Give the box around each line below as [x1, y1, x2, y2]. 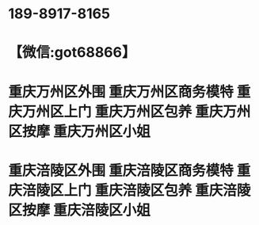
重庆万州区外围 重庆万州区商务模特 [8, 82, 234, 101]
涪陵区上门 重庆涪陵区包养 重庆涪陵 [22, 181, 251, 199]
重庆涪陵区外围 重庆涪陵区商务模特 [8, 162, 234, 179]
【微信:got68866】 [8, 44, 136, 62]
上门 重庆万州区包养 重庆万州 [63, 102, 251, 120]
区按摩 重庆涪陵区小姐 [8, 201, 150, 219]
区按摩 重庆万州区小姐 [8, 122, 150, 140]
